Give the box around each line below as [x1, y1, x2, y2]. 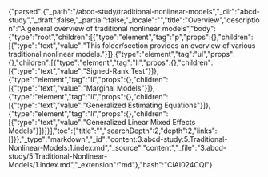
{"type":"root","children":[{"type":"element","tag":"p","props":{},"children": [8, 32, 254, 42]
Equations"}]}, [163, 100, 211, 110]
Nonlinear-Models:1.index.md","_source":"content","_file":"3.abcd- [8, 143, 226, 152]
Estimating [127, 100, 162, 110]
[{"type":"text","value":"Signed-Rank [8, 66, 130, 75]
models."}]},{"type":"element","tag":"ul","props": [75, 50, 236, 58]
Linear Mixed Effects [127, 118, 196, 127]
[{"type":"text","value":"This [8, 41, 101, 50]
